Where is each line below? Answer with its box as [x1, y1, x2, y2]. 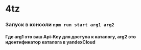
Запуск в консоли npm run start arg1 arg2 [5, 21, 115, 28]
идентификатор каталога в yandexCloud [5, 39, 96, 45]
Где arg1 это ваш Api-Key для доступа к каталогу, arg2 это [5, 33, 136, 39]
